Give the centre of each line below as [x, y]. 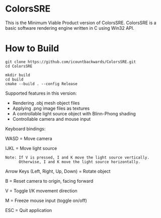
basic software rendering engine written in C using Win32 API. [70, 28]
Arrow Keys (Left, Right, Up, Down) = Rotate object [58, 171]
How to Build [32, 49]
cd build [14, 79]
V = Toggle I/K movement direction [42, 191]
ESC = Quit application [29, 210]
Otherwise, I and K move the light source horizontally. [79, 162]
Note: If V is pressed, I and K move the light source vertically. [77, 157]
